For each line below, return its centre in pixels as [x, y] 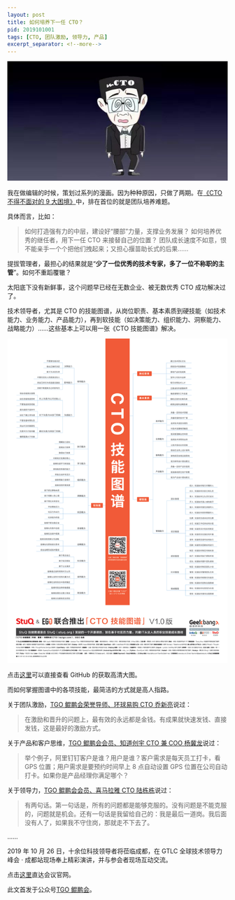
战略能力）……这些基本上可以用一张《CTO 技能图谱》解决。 [93, 328]
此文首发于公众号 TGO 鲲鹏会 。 [51, 890]
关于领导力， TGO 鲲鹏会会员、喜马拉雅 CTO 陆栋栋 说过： [90, 790]
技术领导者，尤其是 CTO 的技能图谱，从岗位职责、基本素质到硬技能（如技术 [116, 311]
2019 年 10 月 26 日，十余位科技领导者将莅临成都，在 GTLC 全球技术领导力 [115, 851]
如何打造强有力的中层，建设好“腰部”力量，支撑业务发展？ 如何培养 [120, 232]
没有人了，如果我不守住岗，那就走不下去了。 [89, 822]
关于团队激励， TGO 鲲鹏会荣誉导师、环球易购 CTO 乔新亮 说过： [100, 704]
